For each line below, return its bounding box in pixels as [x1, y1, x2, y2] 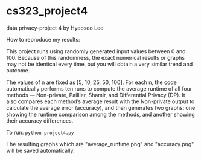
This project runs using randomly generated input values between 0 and [6, 47, 186, 55]
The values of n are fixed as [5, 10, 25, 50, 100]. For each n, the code [6, 78, 177, 86]
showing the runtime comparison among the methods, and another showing [6, 110, 195, 118]
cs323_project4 [6, 4, 88, 18]
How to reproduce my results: [6, 36, 80, 43]
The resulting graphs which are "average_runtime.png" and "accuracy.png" [6, 140, 194, 147]
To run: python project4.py [6, 129, 74, 136]
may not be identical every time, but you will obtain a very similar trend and [6, 60, 193, 68]
